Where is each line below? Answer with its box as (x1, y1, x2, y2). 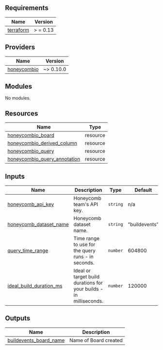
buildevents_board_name (7, 337, 65, 344)
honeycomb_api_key (7, 201, 54, 208)
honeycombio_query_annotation (7, 156, 81, 163)
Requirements (5, 4, 49, 12)
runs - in (73, 253, 94, 260)
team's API (73, 201, 98, 208)
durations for (73, 279, 103, 286)
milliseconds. (73, 298, 103, 305)
